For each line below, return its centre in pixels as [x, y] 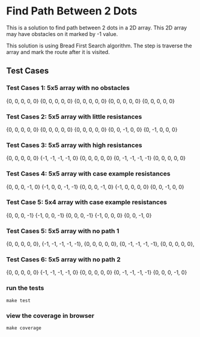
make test [19, 300]
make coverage [24, 328]
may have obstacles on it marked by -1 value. [62, 34]
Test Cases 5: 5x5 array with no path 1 [63, 231]
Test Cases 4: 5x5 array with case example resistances [88, 174]
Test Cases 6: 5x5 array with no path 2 [64, 260]
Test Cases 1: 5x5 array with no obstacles [68, 88]
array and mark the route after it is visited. [58, 52]
